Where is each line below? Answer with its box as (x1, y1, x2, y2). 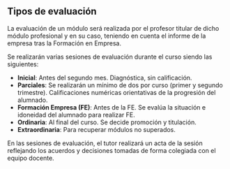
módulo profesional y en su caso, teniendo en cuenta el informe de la (7, 31, 206, 40)
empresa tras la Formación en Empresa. (7, 38, 122, 47)
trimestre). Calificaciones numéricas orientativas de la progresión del (17, 88, 216, 96)
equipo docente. (7, 154, 54, 162)
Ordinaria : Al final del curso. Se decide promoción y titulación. (17, 118, 197, 126)
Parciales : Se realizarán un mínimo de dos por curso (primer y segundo (17, 80, 223, 89)
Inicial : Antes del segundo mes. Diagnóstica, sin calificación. (17, 73, 192, 82)
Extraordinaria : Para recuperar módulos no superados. (17, 125, 176, 133)
